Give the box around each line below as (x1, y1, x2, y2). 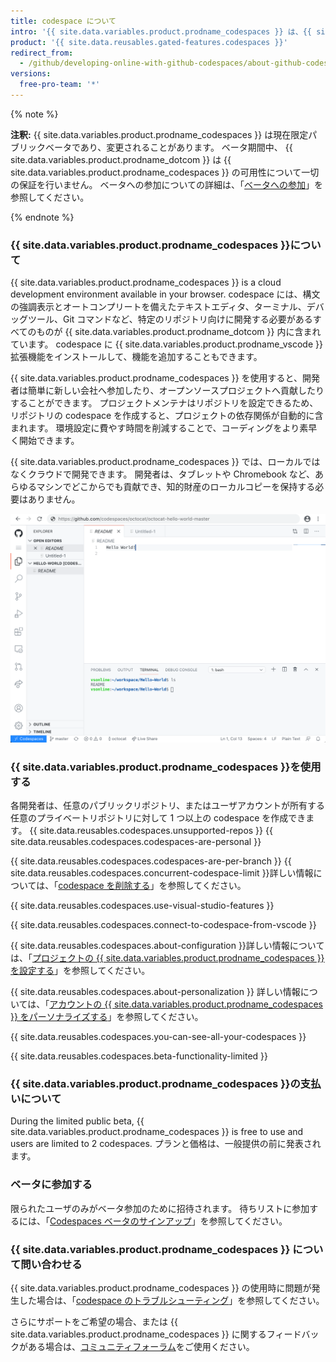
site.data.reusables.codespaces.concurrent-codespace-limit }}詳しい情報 (10, 867, 314, 879)
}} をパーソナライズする (10, 1011, 108, 1023)
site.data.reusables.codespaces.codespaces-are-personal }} (10, 836, 262, 848)
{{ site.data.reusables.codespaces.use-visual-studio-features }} (10, 900, 275, 912)
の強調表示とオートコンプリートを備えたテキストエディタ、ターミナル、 (10, 301, 307, 313)
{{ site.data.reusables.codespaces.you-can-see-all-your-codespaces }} (10, 1031, 307, 1043)
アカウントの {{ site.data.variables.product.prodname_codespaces (49, 998, 324, 1010)
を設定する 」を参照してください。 (10, 965, 151, 977)
